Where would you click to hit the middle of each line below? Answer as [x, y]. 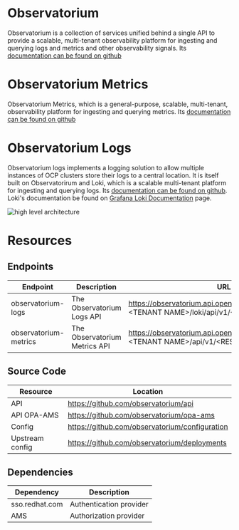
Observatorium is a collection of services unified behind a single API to [111, 33]
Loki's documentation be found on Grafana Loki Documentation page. [110, 198]
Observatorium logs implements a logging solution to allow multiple [106, 167]
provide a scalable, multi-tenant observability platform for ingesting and [112, 40]
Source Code [37, 371]
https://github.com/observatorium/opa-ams [141, 415]
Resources [40, 241]
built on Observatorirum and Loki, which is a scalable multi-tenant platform [117, 182]
